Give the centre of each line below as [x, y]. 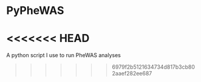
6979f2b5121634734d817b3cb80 [154, 67]
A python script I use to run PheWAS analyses [64, 55]
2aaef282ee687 [132, 73]
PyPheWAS [35, 11]
